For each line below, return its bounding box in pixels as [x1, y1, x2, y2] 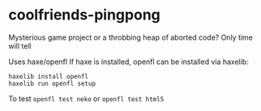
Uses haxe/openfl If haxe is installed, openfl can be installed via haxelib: [8, 57, 249, 66]
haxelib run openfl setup [8, 79, 96, 88]
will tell [8, 41, 32, 50]
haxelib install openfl [8, 72, 89, 80]
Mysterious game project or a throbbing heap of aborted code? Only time [8, 32, 254, 42]
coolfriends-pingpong [8, 6, 160, 24]
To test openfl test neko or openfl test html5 [8, 93, 165, 103]
